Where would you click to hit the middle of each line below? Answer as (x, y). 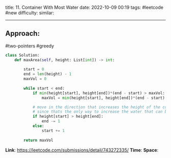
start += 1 (53, 130)
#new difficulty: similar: (30, 13)
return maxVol (38, 140)
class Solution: (22, 55)
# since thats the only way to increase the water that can (97, 112)
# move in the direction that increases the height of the (96, 107)
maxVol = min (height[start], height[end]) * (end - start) (103, 98)
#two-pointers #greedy (30, 46)
